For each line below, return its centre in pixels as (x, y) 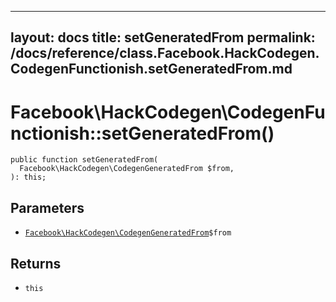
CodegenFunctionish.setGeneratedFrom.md (151, 69)
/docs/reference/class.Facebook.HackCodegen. (165, 53)
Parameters (47, 207)
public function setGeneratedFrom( (84, 160)
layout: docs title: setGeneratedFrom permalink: (163, 37)
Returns (36, 263)
